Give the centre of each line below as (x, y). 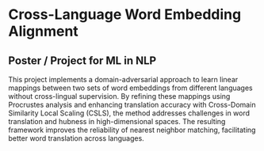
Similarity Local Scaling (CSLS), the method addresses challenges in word (129, 113)
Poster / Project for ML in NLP (82, 60)
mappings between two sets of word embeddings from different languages (131, 88)
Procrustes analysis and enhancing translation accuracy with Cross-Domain (132, 105)
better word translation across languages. (76, 138)
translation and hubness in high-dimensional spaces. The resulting (117, 121)
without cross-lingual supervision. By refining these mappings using (119, 96)
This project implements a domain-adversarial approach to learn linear (123, 79)
